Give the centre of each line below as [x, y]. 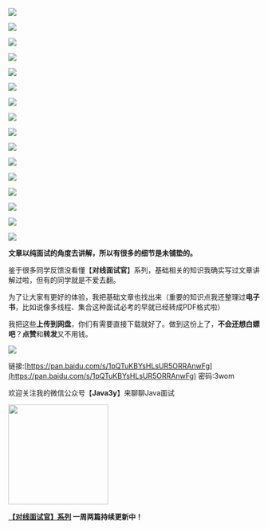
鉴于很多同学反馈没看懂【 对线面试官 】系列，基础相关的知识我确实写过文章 [130, 270]
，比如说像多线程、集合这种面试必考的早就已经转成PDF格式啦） [120, 307]
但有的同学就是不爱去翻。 [78, 280]
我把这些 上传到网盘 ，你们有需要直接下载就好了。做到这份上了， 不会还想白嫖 [134, 324]
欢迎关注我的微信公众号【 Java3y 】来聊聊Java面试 [92, 393]
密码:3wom [217, 376]
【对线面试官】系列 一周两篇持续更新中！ [76, 517]
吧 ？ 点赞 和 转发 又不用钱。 [50, 334]
